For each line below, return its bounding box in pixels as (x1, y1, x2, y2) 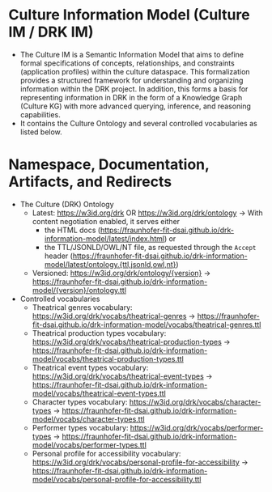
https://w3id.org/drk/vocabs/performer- (130, 422, 264, 432)
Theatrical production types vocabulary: (32, 328, 167, 337)
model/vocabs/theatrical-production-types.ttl (32, 354, 184, 363)
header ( (44, 251, 73, 261)
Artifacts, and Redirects (8, 172, 172, 191)
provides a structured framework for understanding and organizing (19, 75, 244, 85)
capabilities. (19, 109, 61, 119)
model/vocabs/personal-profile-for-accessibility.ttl (32, 474, 202, 484)
